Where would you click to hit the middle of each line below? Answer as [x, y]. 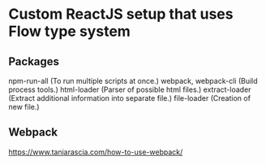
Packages [34, 61]
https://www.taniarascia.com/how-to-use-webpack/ [96, 152]
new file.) [24, 107]
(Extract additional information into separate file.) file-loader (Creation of [130, 98]
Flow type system [70, 31]
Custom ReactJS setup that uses [121, 14]
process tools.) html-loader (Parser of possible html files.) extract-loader [130, 89]
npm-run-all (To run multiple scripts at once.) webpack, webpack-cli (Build [133, 81]
